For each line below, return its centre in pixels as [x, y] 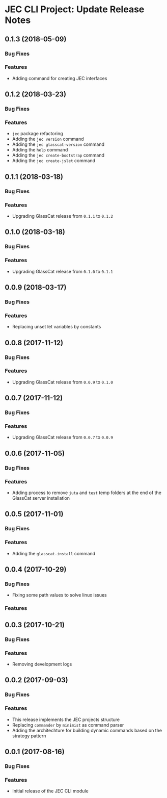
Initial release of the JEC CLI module [50, 791]
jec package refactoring [37, 134]
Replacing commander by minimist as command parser [68, 725]
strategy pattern [29, 736]
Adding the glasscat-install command [53, 553]
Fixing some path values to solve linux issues [60, 595]
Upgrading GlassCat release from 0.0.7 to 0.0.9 [62, 437]
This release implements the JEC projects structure [66, 719]
